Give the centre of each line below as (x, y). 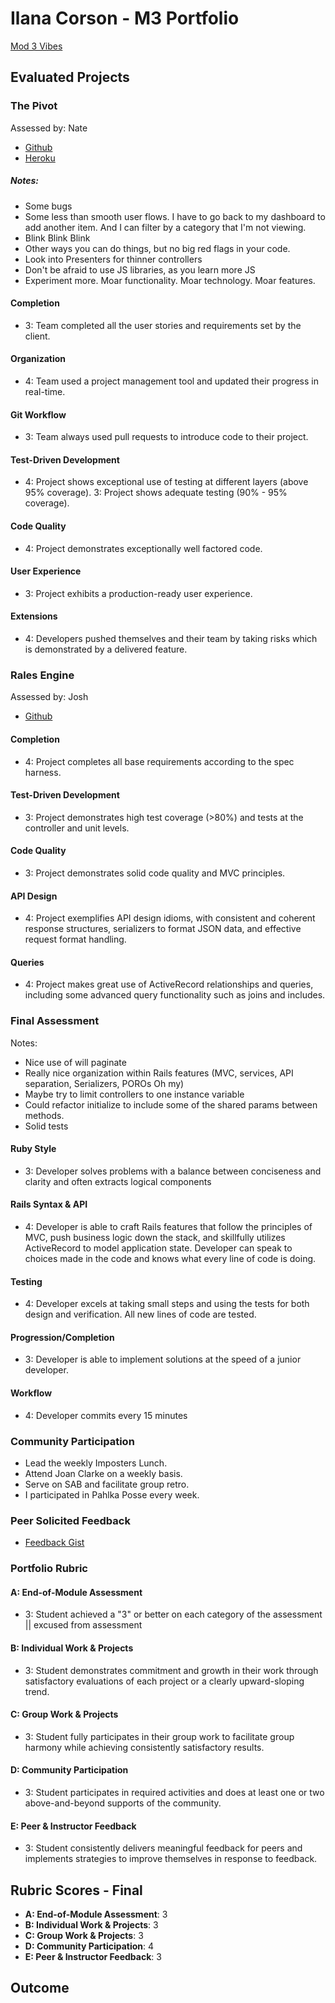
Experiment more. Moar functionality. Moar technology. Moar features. (170, 280)
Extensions (34, 616)
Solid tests (46, 1126)
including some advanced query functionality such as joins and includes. (175, 995)
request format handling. (75, 939)
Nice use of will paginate (75, 1062)
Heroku (40, 158)
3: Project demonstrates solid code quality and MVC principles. (155, 873)
